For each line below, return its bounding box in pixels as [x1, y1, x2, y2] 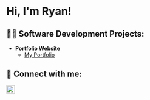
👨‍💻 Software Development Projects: [6, 29, 145, 39]
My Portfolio [24, 51, 55, 59]
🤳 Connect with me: [6, 69, 82, 79]
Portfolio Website [15, 45, 61, 52]
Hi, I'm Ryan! [6, 4, 72, 18]
